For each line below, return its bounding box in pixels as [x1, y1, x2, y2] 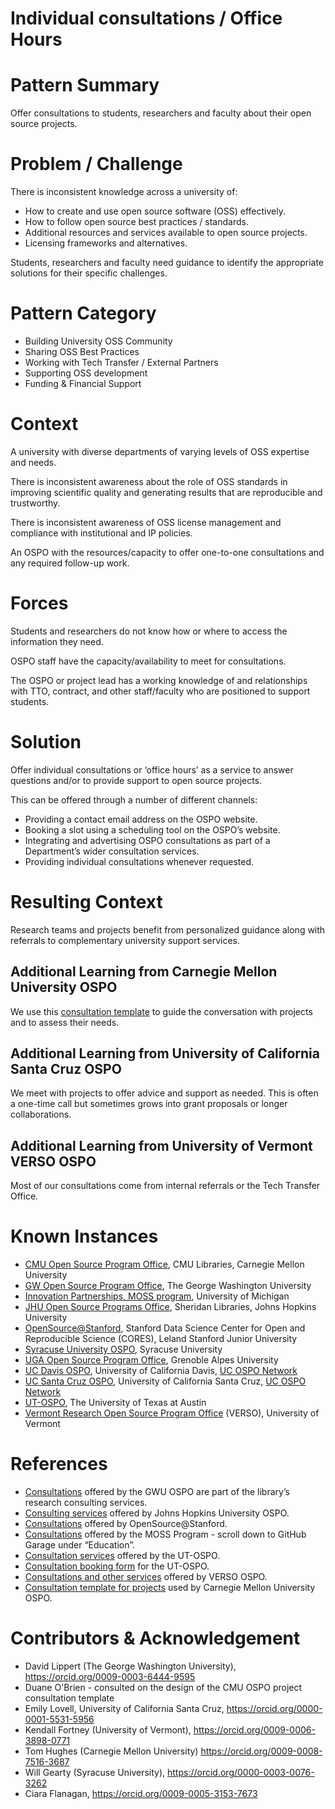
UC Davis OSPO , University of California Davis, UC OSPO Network [24, 1365, 298, 1377]
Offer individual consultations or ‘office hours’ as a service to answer [10, 763, 294, 776]
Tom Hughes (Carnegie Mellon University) [24, 1745, 199, 1757]
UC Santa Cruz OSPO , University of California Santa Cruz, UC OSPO [24, 1375, 307, 1387]
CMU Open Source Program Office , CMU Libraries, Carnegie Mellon [24, 1258, 305, 1271]
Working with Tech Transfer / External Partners [24, 357, 219, 368]
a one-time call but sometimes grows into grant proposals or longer [10, 1098, 288, 1110]
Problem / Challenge [10, 153, 183, 176]
